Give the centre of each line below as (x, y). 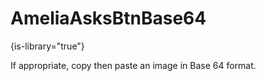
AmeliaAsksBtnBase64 (108, 18)
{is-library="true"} (47, 46)
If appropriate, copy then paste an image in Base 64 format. (133, 65)
